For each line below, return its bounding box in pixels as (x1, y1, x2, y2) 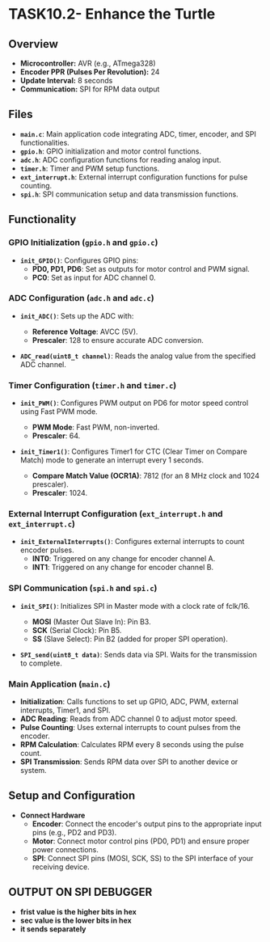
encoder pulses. (19, 545, 74, 555)
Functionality (8, 213, 77, 226)
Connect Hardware (19, 810, 86, 820)
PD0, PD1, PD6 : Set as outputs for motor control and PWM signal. (32, 264, 251, 273)
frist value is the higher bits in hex (19, 906, 137, 916)
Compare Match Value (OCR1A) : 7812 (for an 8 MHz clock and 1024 (32, 471, 260, 481)
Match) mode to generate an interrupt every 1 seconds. (19, 455, 205, 465)
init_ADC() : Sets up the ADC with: (19, 310, 134, 320)
